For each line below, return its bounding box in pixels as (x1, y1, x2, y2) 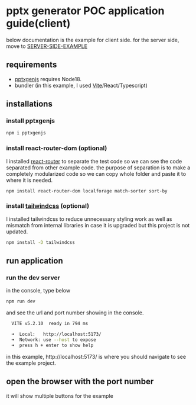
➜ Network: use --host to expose (11, 336, 96, 343)
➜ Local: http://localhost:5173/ (11, 332, 102, 337)
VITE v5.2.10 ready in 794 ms (11, 321, 89, 327)
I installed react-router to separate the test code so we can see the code (6, 157, 182, 165)
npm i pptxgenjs (6, 130, 46, 136)
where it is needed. (6, 176, 53, 184)
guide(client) (6, 17, 71, 30)
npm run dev (6, 298, 35, 304)
